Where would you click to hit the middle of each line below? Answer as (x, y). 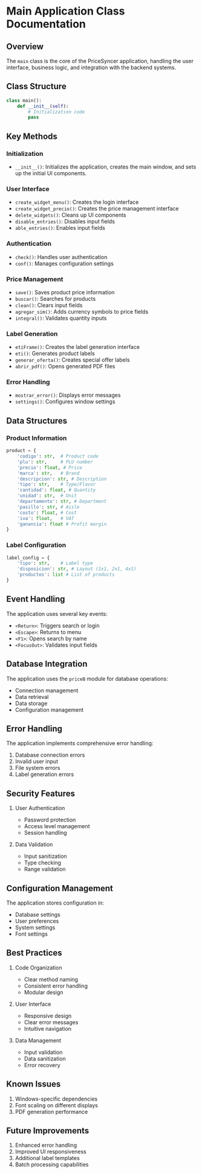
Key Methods (32, 136)
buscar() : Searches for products (55, 299)
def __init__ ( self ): (43, 106)
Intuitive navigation (47, 1028)
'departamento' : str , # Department (62, 502)
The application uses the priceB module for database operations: (87, 678)
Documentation (46, 24)
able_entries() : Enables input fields (60, 228)
